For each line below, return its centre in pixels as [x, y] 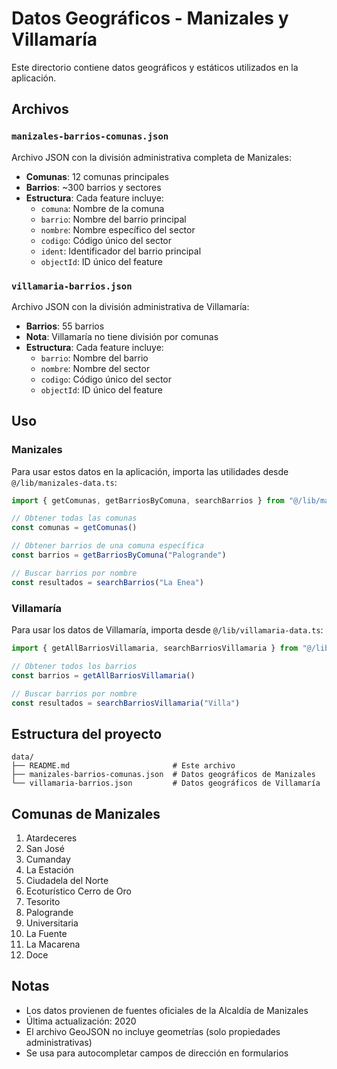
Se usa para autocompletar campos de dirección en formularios [157, 1053]
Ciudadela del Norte [67, 881]
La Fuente [46, 934]
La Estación [49, 870]
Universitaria [52, 923]
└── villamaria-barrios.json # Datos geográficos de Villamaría [166, 783]
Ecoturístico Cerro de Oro [79, 891]
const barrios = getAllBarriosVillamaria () [103, 675]
